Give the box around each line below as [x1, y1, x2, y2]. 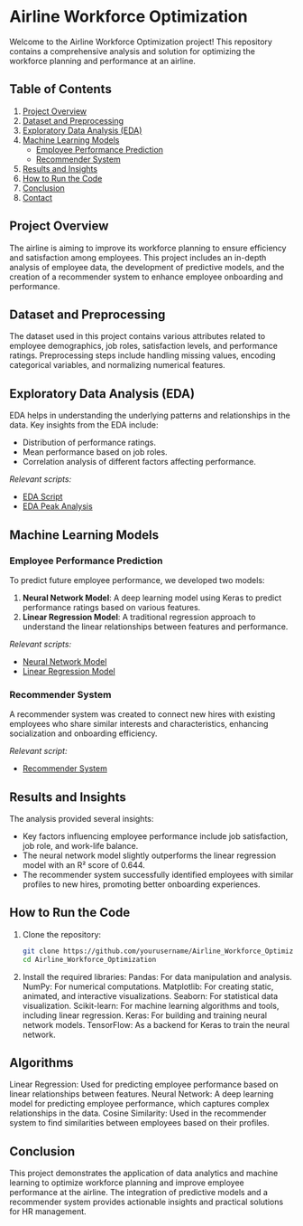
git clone [22, 947, 60, 956]
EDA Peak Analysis [22, 501, 93, 512]
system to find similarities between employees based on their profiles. [9, 1118, 270, 1128]
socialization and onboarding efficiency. [9, 728, 158, 739]
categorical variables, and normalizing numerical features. [9, 360, 225, 371]
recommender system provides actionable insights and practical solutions [9, 1196, 284, 1208]
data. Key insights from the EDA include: [9, 420, 160, 430]
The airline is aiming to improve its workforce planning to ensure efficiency [9, 242, 287, 253]
